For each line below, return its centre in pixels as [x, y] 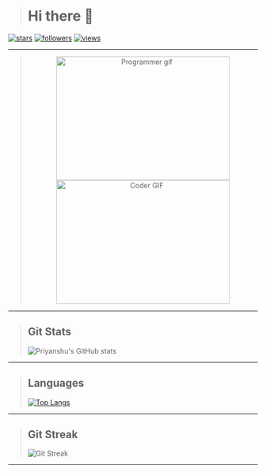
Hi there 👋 [60, 16]
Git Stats [49, 332]
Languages [56, 383]
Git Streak [53, 434]
